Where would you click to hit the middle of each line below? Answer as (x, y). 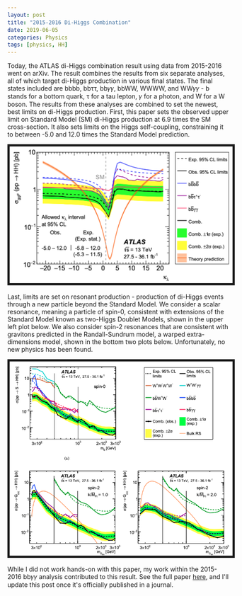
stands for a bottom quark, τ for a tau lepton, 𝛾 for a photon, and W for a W (116, 96)
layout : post (27, 15)
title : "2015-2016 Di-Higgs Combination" (69, 22)
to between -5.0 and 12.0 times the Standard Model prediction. (99, 134)
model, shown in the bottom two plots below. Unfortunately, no (134, 342)
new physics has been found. (50, 349)
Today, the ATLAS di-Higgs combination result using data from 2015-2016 (115, 66)
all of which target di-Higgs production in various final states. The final (110, 81)
